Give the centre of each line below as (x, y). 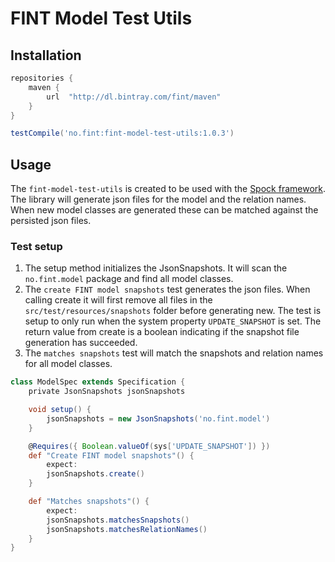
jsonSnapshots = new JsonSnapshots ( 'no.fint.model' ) (158, 418)
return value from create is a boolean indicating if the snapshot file (162, 332)
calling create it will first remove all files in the (118, 300)
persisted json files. (51, 221)
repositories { (42, 78)
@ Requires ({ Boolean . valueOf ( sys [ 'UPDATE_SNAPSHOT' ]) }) (149, 446)
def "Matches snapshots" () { (89, 502)
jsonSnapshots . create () (95, 474)
